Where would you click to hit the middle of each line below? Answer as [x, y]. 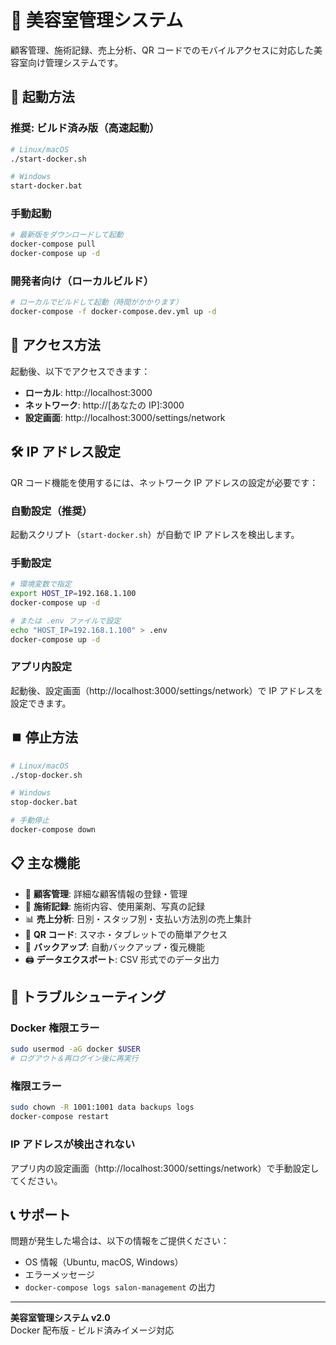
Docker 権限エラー [55, 1028]
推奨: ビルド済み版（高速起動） [85, 128]
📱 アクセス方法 [55, 345]
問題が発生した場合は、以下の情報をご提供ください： [120, 1241]
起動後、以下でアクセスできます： [80, 371]
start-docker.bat [46, 186]
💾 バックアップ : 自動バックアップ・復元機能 [114, 947]
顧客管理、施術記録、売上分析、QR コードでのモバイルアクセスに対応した [162, 50]
